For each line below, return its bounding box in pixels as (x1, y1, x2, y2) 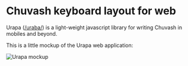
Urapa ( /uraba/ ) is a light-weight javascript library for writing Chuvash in (6, 24, 183, 31)
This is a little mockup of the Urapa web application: (6, 42, 133, 49)
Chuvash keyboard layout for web (6, 4, 176, 18)
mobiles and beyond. (6, 30, 58, 37)
